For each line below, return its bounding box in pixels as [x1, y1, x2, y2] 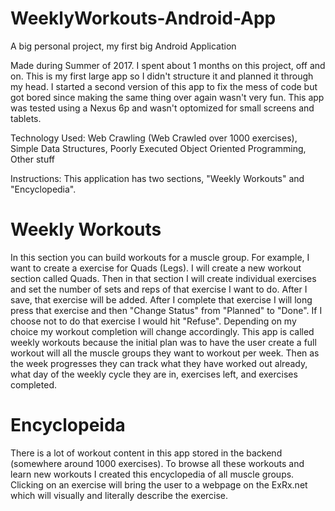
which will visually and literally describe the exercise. [10, 489, 229, 501]
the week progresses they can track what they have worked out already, [10, 357, 308, 369]
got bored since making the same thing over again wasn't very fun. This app [10, 91, 325, 103]
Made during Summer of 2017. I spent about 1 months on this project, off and [10, 59, 326, 71]
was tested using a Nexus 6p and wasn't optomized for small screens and [10, 102, 315, 114]
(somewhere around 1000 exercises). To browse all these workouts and [10, 457, 305, 469]
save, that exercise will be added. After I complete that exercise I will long [10, 293, 313, 306]
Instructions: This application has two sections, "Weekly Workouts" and [10, 172, 305, 184]
